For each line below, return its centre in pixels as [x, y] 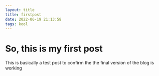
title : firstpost [23, 15]
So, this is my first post [54, 49]
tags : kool [17, 24]
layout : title [20, 10]
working [14, 68]
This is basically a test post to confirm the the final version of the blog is [80, 63]
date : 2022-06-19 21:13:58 [33, 19]
